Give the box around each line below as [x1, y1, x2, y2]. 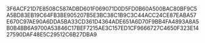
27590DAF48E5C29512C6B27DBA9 [6, 31, 97, 38]
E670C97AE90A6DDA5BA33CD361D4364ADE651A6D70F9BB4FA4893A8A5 [6, 18, 199, 25]
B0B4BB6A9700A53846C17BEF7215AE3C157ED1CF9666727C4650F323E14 [6, 24, 199, 31]
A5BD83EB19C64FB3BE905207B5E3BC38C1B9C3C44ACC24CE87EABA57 [6, 12, 197, 19]
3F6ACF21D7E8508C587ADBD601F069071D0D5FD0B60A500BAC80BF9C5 [6, 5, 198, 12]
